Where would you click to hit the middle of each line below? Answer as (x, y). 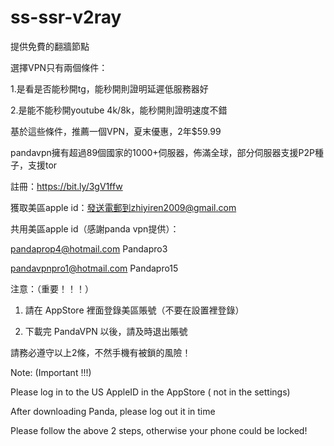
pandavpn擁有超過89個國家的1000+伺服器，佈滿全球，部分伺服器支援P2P (162, 152)
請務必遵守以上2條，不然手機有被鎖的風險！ (101, 352)
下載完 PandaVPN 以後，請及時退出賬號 (106, 331)
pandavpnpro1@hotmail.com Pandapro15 (94, 268)
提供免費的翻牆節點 (50, 46)
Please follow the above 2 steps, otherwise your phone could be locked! (159, 430)
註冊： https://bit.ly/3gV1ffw (66, 186)
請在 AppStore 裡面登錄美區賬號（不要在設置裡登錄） (134, 310)
